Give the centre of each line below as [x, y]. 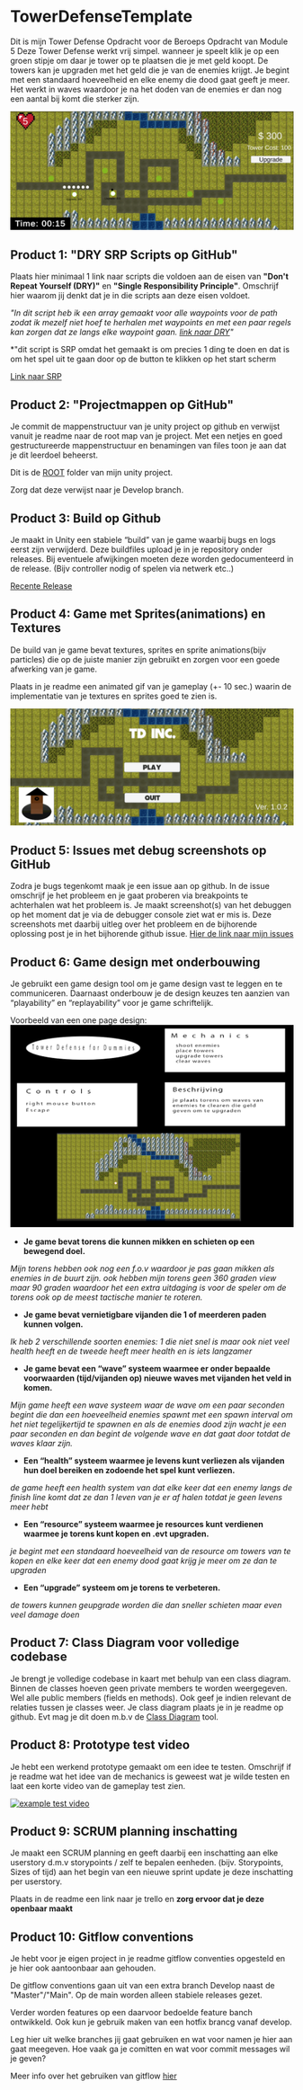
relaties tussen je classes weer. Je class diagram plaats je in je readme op [147, 1707]
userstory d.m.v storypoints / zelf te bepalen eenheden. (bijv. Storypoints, [147, 1863]
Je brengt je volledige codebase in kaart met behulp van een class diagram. [151, 1678]
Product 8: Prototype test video [100, 1745]
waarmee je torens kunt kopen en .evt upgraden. [116, 1534]
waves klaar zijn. [41, 1443]
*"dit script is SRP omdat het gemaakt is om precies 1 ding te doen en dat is [150, 350]
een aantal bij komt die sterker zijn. [75, 98]
